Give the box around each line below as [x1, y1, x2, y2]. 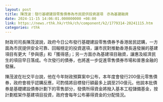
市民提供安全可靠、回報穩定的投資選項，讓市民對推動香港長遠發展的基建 [13, 45, 158, 51]
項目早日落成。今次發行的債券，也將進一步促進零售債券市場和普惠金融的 [13, 57, 158, 63]
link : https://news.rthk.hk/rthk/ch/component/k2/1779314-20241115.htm [5, 20, 153, 26]
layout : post [5, 7, 32, 12]
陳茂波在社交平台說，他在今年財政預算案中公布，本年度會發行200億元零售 [5, 74, 154, 80]
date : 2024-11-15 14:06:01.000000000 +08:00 [5, 16, 97, 21]
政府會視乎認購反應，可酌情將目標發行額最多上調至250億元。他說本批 [13, 80, 153, 85]
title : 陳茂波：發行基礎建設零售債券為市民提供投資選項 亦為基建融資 [5, 12, 129, 17]
